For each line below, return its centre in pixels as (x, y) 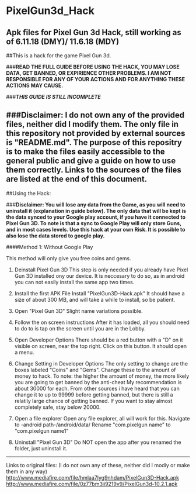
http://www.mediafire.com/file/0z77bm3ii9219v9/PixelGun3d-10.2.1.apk (92, 484)
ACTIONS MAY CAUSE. (35, 85)
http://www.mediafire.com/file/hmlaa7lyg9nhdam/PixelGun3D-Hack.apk (93, 477)
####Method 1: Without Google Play (50, 247)
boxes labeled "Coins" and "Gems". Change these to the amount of (95, 370)
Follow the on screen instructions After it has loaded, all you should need (102, 322)
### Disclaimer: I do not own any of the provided (95, 115)
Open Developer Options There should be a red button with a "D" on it (99, 340)
